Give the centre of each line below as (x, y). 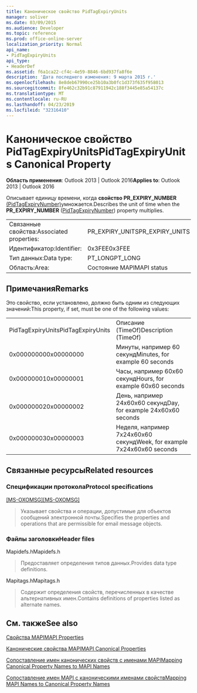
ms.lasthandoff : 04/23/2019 (40, 104)
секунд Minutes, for (142, 355)
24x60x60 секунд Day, (148, 403)
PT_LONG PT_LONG (114, 258)
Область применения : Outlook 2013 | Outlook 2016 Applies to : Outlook (93, 181)
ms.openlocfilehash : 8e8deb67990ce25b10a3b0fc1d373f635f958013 (85, 83)
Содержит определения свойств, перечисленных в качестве (97, 592)
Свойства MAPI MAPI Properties (45, 637)
